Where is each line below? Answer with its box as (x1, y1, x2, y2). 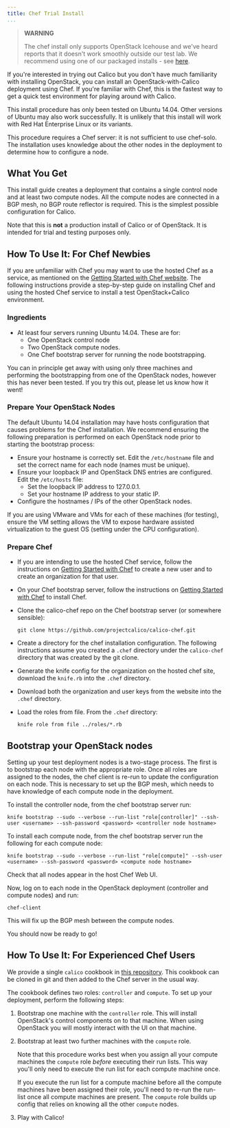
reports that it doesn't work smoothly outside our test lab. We (23, 49, 198, 58)
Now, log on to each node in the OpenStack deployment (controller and (7, 884, 209, 892)
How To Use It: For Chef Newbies (7, 248, 151, 260)
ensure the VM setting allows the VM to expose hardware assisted (7, 518, 194, 526)
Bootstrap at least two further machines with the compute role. (16, 1037, 192, 1045)
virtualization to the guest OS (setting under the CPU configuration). (7, 525, 199, 533)
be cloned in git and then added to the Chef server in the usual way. (7, 975, 199, 983)
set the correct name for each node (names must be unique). (16, 461, 190, 469)
